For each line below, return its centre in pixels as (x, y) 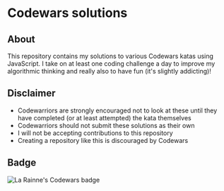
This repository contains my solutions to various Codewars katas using (111, 56)
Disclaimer (31, 93)
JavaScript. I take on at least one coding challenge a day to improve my (111, 64)
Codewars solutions (67, 13)
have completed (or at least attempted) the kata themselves (105, 117)
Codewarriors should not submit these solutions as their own (106, 125)
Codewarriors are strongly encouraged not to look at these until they (117, 110)
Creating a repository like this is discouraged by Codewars (103, 140)
